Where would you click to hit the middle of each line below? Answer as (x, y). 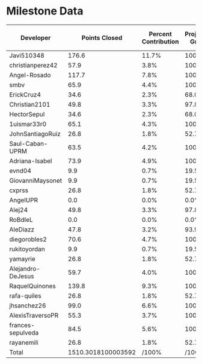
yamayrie (23, 259)
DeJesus (22, 276)
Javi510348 (27, 55)
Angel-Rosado (30, 75)
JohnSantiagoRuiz (35, 134)
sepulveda (24, 333)
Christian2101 (30, 104)
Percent (161, 34)
